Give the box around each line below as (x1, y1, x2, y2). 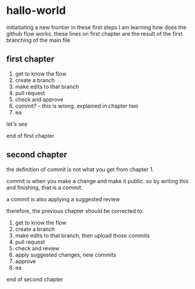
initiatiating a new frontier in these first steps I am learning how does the (6, 24, 187, 31)
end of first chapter (6, 132, 55, 139)
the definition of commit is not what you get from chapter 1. (6, 166, 154, 173)
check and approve (15, 96, 64, 103)
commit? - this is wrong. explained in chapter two (15, 102, 139, 109)
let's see (6, 120, 28, 128)
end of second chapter (6, 276, 64, 283)
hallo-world (6, 4, 66, 18)
